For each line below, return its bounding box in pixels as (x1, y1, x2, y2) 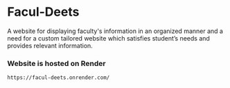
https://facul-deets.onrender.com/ (7, 74, 110, 81)
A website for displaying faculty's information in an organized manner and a (7, 27, 224, 35)
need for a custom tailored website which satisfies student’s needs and (7, 34, 210, 42)
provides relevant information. (7, 41, 94, 49)
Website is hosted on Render (7, 58, 106, 68)
